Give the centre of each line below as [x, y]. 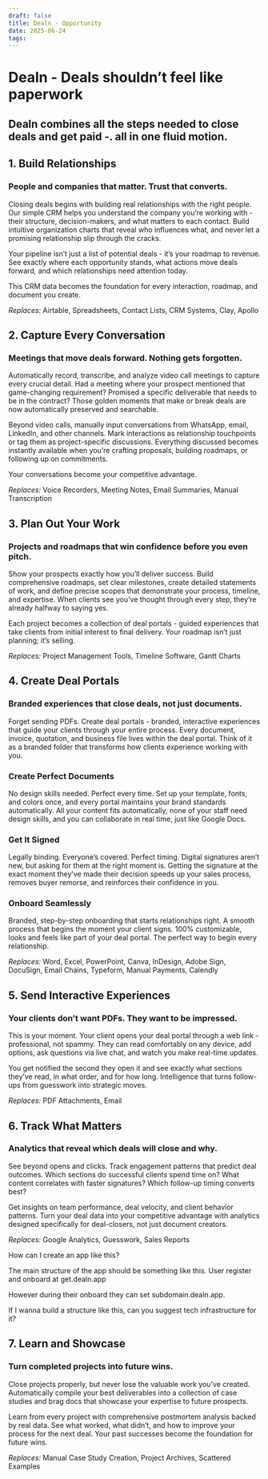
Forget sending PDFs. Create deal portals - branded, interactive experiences [134, 721]
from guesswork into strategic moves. [85, 1085]
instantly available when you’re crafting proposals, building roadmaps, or [128, 451]
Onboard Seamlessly [50, 904]
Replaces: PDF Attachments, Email [65, 1100]
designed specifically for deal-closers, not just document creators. [118, 1224]
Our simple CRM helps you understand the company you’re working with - [131, 212]
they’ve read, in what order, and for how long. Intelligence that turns [120, 1076]
